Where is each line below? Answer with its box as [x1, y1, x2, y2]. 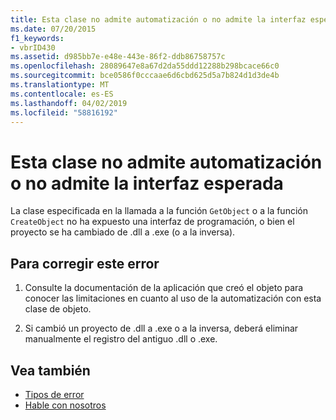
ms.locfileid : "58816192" [10, 107, 118, 118]
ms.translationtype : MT [10, 80, 110, 90]
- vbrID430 [10, 42, 56, 53]
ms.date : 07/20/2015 [10, 24, 97, 34]
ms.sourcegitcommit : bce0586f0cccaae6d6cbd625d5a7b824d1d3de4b [10, 71, 280, 81]
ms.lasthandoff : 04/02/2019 [10, 98, 128, 108]
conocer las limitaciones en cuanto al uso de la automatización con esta [24, 292, 322, 305]
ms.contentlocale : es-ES [10, 89, 114, 99]
